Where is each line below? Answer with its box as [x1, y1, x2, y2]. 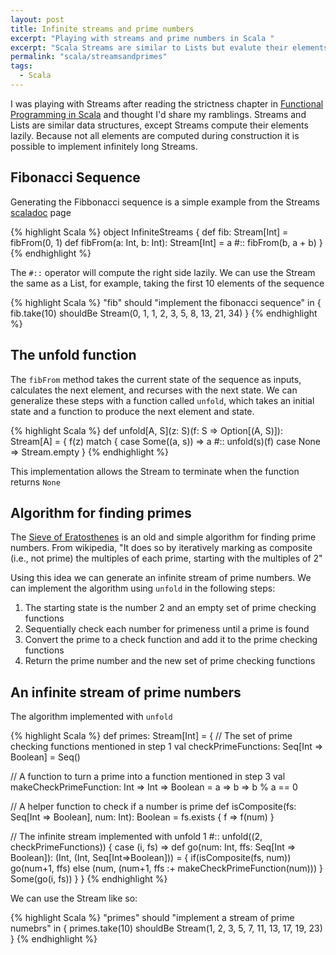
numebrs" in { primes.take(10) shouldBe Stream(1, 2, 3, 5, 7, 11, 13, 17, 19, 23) [10, 922, 323, 935]
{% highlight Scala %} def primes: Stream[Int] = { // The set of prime [10, 730, 293, 742]
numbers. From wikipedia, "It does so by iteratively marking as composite [10, 542, 313, 554]
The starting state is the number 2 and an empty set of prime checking [24, 602, 317, 614]
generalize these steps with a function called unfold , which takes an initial [10, 394, 315, 406]
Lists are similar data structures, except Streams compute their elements [10, 119, 309, 131]
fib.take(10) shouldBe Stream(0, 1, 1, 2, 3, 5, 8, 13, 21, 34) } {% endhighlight [10, 307, 318, 319]
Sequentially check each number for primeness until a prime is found [24, 623, 310, 635]
